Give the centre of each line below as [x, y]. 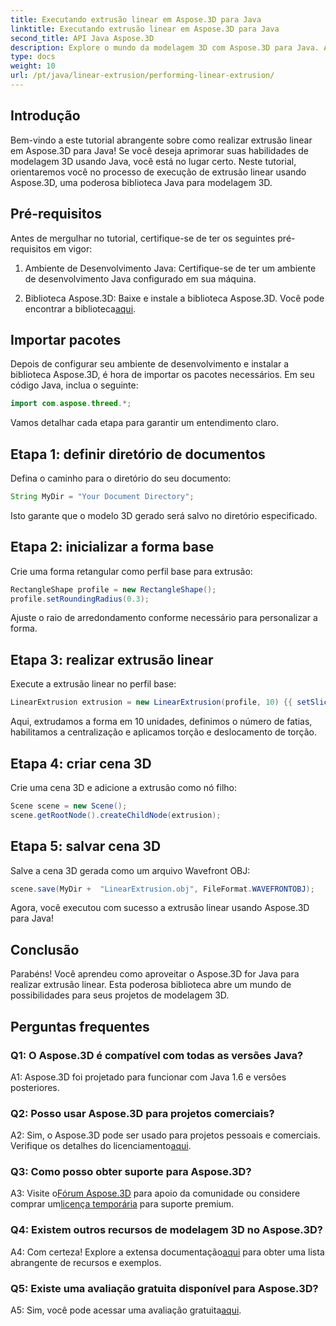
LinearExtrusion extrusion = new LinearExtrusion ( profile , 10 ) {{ [151, 702]
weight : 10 [33, 66]
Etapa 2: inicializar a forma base [112, 547]
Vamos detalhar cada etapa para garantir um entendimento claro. [144, 423]
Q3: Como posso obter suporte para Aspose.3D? [131, 1172]
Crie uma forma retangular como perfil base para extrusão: [131, 571]
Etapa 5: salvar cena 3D [86, 846]
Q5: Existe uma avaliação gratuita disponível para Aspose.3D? [164, 1288]
